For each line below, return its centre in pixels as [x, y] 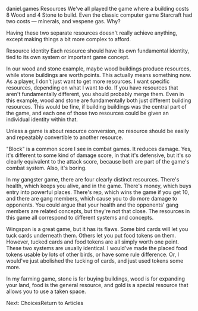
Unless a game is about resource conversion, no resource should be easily [98, 131]
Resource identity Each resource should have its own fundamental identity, [98, 51]
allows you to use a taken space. [46, 291]
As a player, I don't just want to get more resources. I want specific [88, 81]
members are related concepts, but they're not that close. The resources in [98, 211]
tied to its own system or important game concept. [68, 57]
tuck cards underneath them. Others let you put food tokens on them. [91, 235]
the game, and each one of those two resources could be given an [88, 113]
